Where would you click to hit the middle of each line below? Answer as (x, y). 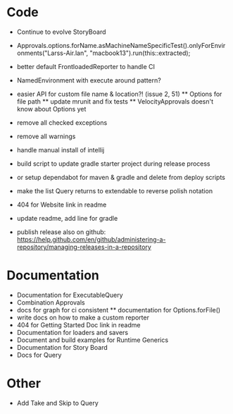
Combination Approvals (51, 302)
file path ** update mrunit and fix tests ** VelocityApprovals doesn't (115, 101)
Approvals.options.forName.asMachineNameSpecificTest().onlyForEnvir (121, 45)
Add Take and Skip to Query (58, 403)
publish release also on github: (61, 232)
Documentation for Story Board (62, 347)
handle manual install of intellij (61, 150)
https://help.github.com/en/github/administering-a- (91, 239)
